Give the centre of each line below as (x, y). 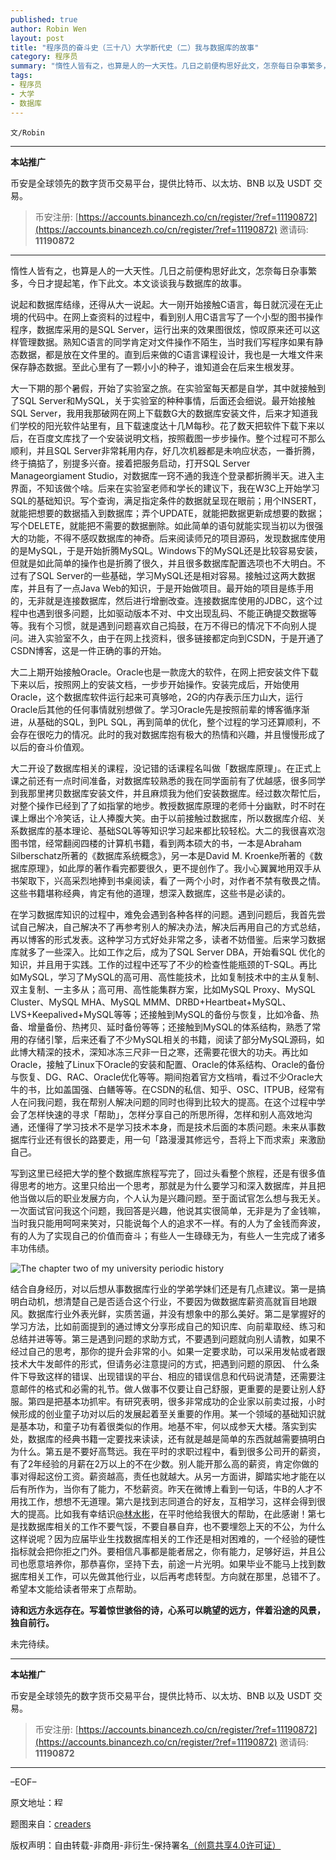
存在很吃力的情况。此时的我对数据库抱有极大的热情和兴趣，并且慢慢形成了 (172, 734)
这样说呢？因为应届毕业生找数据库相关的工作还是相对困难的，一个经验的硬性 (168, 1538)
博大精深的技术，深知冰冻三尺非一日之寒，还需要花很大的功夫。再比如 (163, 1052)
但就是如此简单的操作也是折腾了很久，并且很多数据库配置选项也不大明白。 (163, 563)
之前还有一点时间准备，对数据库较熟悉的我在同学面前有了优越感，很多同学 (172, 780)
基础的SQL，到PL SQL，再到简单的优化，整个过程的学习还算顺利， (174, 722)
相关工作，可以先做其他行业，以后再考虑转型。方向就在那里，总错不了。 (176, 1576)
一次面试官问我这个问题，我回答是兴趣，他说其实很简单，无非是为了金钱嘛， (168, 1210)
